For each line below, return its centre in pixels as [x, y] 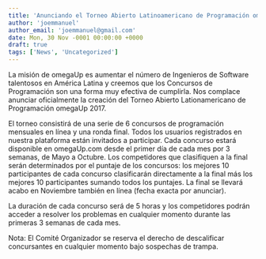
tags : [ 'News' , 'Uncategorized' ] [63, 52]
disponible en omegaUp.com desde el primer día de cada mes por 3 [119, 148]
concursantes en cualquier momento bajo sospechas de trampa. [114, 246]
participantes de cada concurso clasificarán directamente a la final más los [131, 174]
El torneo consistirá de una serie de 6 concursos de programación [116, 124]
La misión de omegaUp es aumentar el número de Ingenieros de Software [129, 75]
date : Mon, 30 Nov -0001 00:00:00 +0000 [76, 38]
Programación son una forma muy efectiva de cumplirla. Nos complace [124, 91]
